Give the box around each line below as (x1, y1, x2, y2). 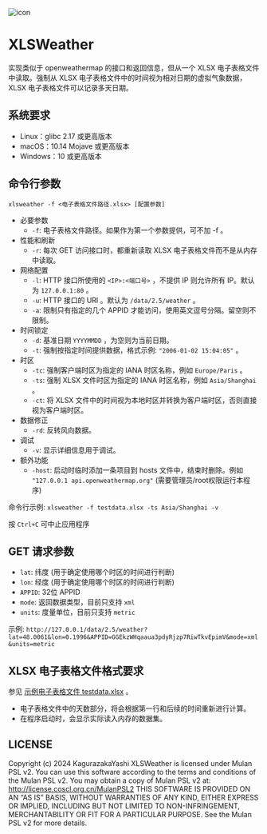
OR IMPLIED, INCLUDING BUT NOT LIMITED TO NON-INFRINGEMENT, (8, 801, 241, 811)
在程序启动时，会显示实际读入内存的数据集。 (19, 714, 167, 724)
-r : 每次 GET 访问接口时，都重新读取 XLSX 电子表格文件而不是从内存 (31, 245, 257, 255)
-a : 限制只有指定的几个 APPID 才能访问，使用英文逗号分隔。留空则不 (31, 305, 257, 315)
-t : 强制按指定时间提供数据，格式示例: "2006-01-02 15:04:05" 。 (31, 345, 243, 355)
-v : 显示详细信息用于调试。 (31, 445, 120, 455)
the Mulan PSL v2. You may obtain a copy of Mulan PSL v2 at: (8, 776, 211, 785)
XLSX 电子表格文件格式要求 (8, 664, 144, 677)
